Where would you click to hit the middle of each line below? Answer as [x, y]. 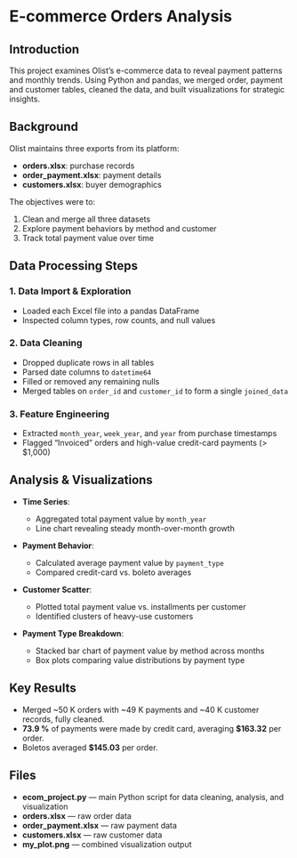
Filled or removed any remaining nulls [91, 381]
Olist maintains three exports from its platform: [94, 148]
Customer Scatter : [57, 589]
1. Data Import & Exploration [70, 291]
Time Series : [46, 501]
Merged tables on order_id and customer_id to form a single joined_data [155, 391]
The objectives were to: [52, 201]
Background [44, 127]
